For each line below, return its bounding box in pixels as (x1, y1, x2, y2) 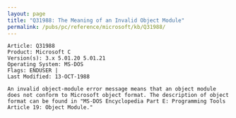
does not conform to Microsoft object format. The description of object (7, 92, 230, 99)
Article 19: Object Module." (7, 104, 93, 111)
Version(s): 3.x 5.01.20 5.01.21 (7, 55, 106, 62)
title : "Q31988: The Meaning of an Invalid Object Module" (7, 17, 185, 24)
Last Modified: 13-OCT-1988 (7, 73, 90, 81)
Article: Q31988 (7, 43, 55, 50)
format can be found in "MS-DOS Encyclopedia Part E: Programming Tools (7, 98, 226, 105)
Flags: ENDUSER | (7, 67, 59, 74)
